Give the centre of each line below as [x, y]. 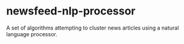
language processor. [32, 34]
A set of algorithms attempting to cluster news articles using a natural [93, 28]
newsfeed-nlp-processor [71, 11]
